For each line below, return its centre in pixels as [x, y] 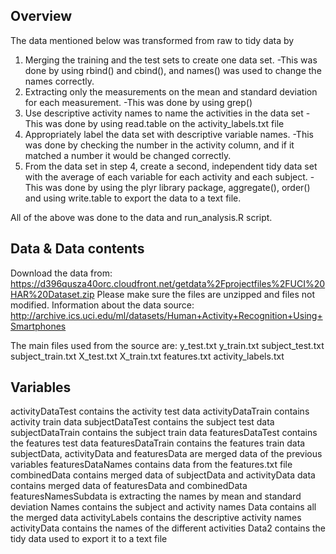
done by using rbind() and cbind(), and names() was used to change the [173, 70]
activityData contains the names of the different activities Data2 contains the [168, 528]
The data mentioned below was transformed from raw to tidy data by [152, 40]
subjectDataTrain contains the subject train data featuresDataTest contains [164, 433]
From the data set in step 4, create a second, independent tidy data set [171, 166]
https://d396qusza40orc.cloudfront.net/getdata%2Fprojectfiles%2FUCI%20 [168, 283]
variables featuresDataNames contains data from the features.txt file [151, 465]
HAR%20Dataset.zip [52, 294]
